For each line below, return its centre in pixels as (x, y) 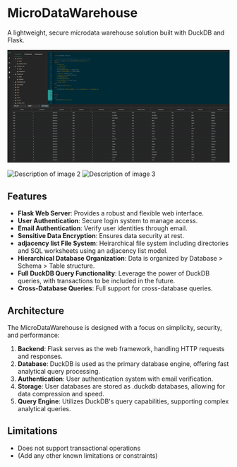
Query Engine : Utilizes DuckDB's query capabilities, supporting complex (123, 401)
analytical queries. (44, 409)
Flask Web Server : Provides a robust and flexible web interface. (111, 213)
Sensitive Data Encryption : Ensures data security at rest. (101, 236)
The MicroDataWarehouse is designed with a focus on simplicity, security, (115, 327)
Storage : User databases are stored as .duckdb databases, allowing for (121, 386)
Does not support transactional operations (79, 448)
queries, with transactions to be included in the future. (96, 281)
